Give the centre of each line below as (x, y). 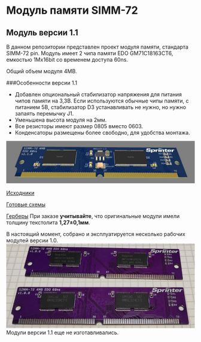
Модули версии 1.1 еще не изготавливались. (63, 332)
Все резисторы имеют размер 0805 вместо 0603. (79, 126)
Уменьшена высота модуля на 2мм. (61, 120)
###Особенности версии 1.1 (42, 83)
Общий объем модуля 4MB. (42, 71)
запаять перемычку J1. (44, 114)
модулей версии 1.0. (32, 241)
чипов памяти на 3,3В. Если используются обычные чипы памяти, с (102, 101)
